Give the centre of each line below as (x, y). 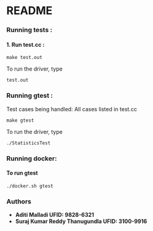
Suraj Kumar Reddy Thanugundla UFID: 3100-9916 (81, 221)
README (29, 11)
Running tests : (29, 30)
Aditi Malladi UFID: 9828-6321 (54, 215)
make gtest (20, 120)
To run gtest (22, 173)
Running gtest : (30, 96)
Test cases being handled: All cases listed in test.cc (72, 109)
